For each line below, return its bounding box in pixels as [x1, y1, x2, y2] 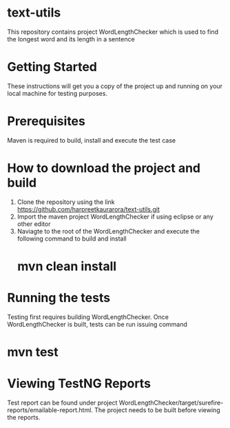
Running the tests [7, 290, 111, 306]
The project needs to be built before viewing [94, 406, 220, 414]
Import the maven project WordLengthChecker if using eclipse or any [17, 212, 213, 221]
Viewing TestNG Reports [7, 376, 151, 391]
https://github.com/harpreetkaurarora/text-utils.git [17, 205, 160, 213]
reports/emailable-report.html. [7, 406, 93, 414]
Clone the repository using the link [17, 198, 115, 206]
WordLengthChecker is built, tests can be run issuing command [7, 320, 188, 328]
